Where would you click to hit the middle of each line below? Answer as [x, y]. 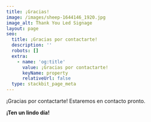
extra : [20, 56]
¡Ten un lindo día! [28, 112]
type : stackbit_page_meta [44, 84]
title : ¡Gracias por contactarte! [55, 39]
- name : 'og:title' [41, 62]
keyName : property [45, 73]
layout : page [22, 28]
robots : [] [25, 51]
